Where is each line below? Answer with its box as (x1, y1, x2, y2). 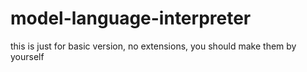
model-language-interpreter (10, 7, 252, 30)
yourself (10, 50, 45, 62)
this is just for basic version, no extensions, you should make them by (10, 40, 297, 52)
